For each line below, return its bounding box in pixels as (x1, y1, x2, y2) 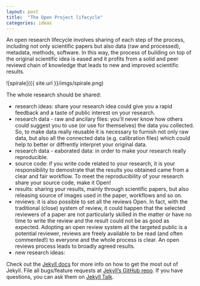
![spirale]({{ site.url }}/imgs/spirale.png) (6, 80, 104, 87)
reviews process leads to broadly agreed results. (14, 243, 136, 250)
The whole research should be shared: (6, 91, 102, 99)
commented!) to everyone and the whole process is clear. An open (14, 236, 180, 244)
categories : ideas (6, 20, 52, 26)
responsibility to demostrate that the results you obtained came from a (14, 166, 189, 174)
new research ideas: (14, 249, 65, 256)
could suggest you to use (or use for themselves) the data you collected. (14, 122, 195, 129)
